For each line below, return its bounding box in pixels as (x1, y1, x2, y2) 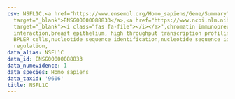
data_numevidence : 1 (7, 62, 68, 69)
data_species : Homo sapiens (7, 68, 90, 75)
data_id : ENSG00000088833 (7, 56, 83, 63)
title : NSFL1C (7, 82, 49, 89)
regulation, (13, 43, 49, 49)
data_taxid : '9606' (7, 75, 64, 82)
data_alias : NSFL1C (7, 49, 64, 56)
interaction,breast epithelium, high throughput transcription (13, 29, 201, 37)
